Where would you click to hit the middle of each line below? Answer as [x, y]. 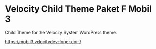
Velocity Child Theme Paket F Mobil [78, 9]
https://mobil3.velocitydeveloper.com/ [43, 41]
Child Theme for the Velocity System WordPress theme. [61, 32]
